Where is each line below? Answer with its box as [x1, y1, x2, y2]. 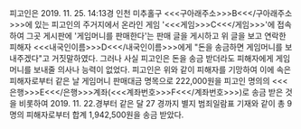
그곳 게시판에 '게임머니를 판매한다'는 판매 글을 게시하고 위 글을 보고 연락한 [25, 31, 287, 41]
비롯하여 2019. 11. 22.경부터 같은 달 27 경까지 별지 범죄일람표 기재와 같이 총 [18, 98, 286, 108]
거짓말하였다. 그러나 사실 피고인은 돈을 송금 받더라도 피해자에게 [51, 53, 274, 63]
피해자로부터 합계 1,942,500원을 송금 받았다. [25, 109, 184, 120]
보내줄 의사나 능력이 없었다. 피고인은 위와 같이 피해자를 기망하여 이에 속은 [33, 64, 292, 75]
